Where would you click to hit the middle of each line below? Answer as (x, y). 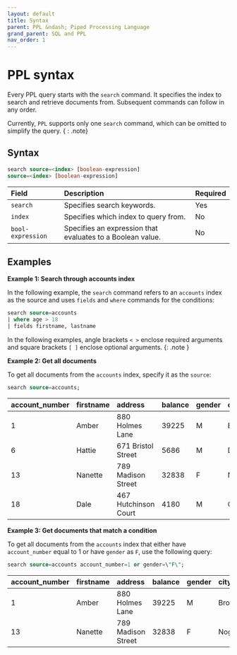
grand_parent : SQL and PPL (47, 34)
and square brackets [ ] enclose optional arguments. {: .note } (98, 348)
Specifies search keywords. (110, 205)
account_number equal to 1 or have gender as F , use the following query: (110, 551)
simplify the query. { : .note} (48, 131)
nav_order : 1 (26, 40)
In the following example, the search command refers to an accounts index (115, 293)
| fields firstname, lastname (52, 326)
